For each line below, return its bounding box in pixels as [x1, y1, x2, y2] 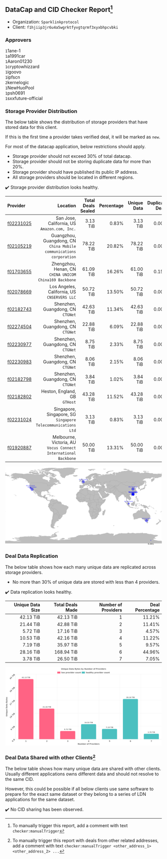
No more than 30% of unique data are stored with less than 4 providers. [12, 579, 160, 585]
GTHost [62, 400, 76, 405]
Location [57, 203, 76, 209]
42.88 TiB [57, 621, 78, 627]
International [47, 450, 76, 456]
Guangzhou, [51, 232, 76, 238]
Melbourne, [52, 434, 76, 440]
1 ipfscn [5, 74, 20, 80]
